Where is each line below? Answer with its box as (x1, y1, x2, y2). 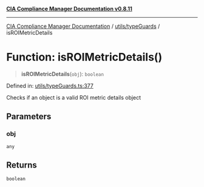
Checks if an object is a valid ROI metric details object (6, 93, 141, 101)
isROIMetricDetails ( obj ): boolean (21, 70, 104, 78)
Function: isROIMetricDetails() (6, 50, 163, 64)
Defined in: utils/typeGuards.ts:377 (6, 82, 94, 89)
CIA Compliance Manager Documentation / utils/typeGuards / (6, 22, 160, 30)
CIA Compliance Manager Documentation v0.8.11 (6, 5, 132, 12)
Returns (6, 160, 38, 171)
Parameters (6, 112, 52, 122)
